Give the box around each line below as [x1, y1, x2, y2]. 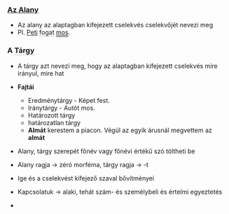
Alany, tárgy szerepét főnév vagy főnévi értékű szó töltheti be [17, 147, 195, 155]
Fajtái [17, 83, 34, 91]
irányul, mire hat [17, 69, 64, 78]
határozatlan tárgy [27, 118, 81, 127]
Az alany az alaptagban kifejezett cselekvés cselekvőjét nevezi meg [17, 21, 214, 29]
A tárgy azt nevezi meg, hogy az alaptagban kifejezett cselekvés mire [17, 62, 218, 70]
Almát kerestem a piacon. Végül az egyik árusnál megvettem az [27, 126, 212, 134]
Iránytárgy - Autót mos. [27, 104, 96, 112]
